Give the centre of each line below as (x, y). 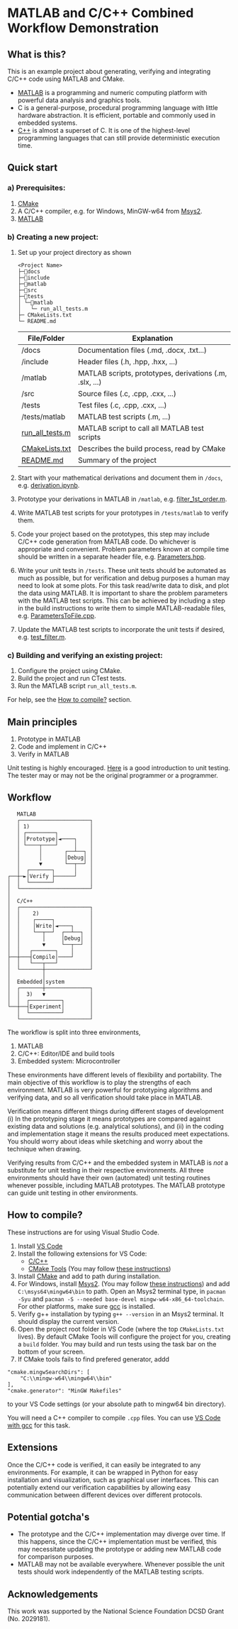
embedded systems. (47, 123)
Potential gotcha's (49, 1517)
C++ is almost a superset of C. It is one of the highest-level (103, 130)
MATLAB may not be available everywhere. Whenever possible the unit (121, 1564)
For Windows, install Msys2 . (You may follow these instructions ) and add (124, 1283)
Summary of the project (117, 460)
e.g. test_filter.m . (42, 637)
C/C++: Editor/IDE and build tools (66, 1053)
